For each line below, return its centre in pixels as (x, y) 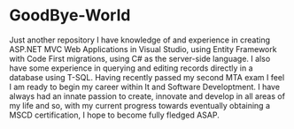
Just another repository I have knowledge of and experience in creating (140, 40)
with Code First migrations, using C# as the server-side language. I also (140, 58)
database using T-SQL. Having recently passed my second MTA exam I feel (147, 77)
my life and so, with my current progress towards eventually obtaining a (140, 105)
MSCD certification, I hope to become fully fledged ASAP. (114, 115)
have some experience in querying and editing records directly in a (132, 68)
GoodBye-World (70, 15)
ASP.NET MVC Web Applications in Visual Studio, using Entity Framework (143, 49)
